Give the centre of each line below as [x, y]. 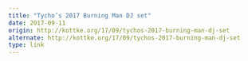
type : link [26, 45]
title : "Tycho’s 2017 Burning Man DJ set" [80, 15]
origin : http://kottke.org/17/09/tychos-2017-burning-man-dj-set [119, 30]
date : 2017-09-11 [37, 23]
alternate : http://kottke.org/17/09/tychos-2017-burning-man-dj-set [124, 38]
